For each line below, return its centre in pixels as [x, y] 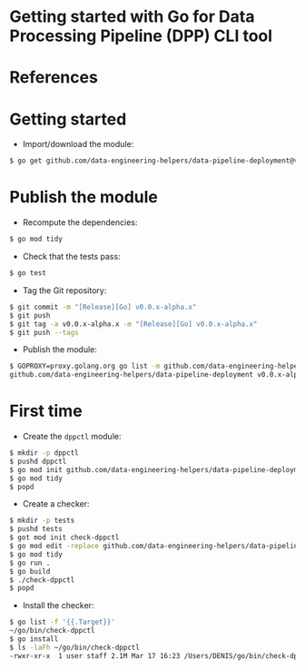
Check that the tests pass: [71, 256]
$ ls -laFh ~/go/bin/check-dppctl [75, 647]
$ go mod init [36, 469]
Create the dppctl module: [72, 437]
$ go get [26, 161]
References [54, 78]
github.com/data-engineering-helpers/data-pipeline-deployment [132, 375]
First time [46, 411]
